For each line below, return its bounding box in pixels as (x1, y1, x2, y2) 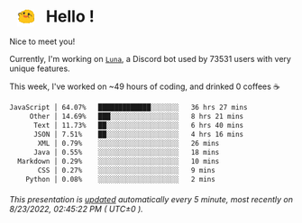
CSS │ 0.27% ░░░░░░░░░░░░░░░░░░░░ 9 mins (37, 166, 216, 175)
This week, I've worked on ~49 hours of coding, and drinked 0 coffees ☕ (9, 81, 281, 92)
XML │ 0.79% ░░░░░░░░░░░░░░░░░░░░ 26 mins (37, 139, 220, 148)
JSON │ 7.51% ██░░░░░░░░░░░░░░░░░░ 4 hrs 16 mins (32, 130, 244, 139)
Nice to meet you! (9, 36, 76, 47)
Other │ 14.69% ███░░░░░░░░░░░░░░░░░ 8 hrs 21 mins (29, 112, 244, 121)
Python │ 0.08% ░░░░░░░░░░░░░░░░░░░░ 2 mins (25, 175, 216, 184)
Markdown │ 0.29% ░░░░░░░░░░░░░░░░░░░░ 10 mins (17, 157, 220, 166)
